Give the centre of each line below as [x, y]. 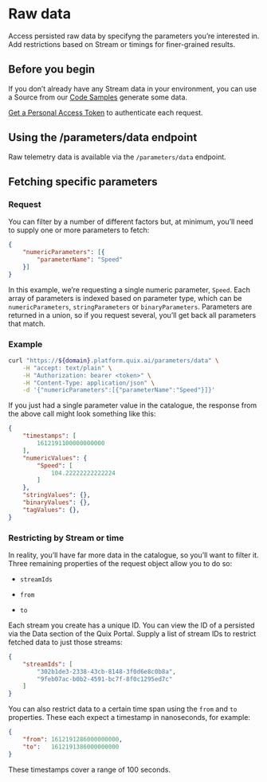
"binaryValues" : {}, [57, 502]
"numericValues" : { [55, 458]
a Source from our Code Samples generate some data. [98, 97]
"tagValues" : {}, [51, 510]
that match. [27, 323]
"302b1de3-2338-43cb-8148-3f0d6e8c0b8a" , [107, 671]
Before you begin [52, 70]
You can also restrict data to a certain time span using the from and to [123, 709]
